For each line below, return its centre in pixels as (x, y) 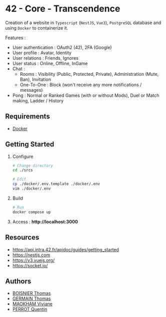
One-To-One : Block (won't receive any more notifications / (81, 85)
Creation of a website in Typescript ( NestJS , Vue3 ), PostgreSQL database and (83, 23)
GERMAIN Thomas (31, 298)
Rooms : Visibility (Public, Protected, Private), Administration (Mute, (89, 74)
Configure (23, 156)
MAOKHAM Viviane (32, 304)
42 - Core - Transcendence (63, 9)
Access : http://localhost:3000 (45, 222)
